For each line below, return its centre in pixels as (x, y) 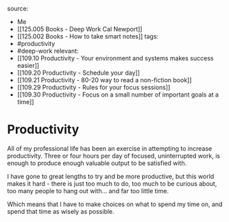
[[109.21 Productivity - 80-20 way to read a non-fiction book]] (104, 80)
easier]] (28, 65)
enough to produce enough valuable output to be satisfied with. (97, 163)
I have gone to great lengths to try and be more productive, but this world (111, 176)
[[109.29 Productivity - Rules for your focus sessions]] (94, 87)
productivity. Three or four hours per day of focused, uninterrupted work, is (114, 156)
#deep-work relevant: (48, 51)
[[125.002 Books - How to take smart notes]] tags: (88, 36)
